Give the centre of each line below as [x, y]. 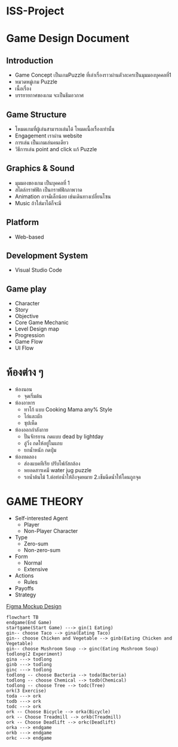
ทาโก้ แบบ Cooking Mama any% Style [68, 410]
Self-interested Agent [41, 518]
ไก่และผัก [33, 416]
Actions [24, 576]
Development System [47, 256]
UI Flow [24, 348]
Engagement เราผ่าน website [48, 136]
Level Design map [37, 329]
